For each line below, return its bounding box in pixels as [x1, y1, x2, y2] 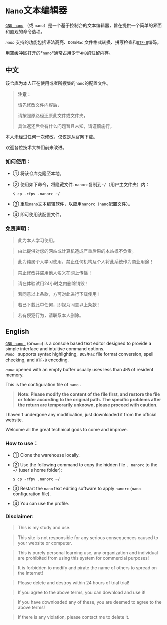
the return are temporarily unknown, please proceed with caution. [17, 402, 158, 408]
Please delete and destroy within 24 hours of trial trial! [17, 579, 129, 586]
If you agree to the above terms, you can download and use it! [17, 589, 146, 595]
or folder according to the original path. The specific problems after [17, 397, 161, 403]
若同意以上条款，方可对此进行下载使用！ [17, 291, 101, 297]
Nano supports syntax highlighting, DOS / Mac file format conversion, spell [5, 351, 154, 358]
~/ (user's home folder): [12, 467, 62, 473]
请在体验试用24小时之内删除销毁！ [17, 280, 89, 287]
